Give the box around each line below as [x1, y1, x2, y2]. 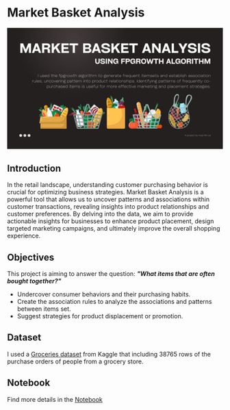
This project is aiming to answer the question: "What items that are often [7, 270, 216, 278]
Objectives [7, 251, 55, 263]
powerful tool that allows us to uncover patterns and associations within [7, 195, 210, 203]
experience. [7, 231, 41, 240]
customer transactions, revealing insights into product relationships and [7, 203, 209, 211]
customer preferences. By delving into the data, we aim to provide [7, 210, 194, 218]
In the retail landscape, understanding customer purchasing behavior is [7, 181, 209, 189]
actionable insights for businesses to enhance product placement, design [7, 217, 214, 225]
